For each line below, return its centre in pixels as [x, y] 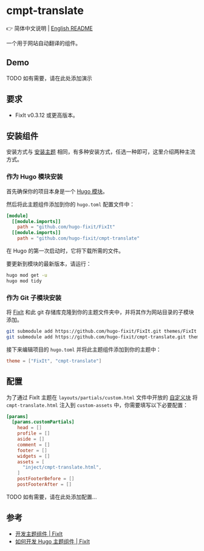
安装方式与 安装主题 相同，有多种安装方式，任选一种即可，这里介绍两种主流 [101, 152]
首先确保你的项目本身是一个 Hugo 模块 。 [57, 191]
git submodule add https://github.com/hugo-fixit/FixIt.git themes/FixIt [102, 332]
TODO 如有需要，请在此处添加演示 [49, 78]
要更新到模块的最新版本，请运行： [49, 264]
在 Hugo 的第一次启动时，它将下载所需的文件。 [65, 251]
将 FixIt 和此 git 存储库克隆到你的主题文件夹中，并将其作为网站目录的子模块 [100, 312]
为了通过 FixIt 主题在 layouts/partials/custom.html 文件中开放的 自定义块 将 [102, 397]
